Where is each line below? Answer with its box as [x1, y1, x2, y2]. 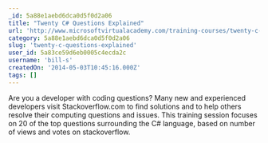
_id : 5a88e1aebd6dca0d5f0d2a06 [8, 11, 112, 20]
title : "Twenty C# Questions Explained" [8, 19, 145, 27]
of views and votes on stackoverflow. [8, 127, 131, 137]
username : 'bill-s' [8, 57, 73, 65]
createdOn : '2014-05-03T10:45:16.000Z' [8, 64, 141, 72]
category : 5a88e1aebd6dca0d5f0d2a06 [8, 34, 130, 42]
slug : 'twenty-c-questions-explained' [8, 42, 137, 50]
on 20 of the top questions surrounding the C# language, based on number [8, 118, 256, 128]
